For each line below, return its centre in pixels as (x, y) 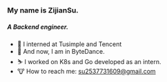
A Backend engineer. (38, 27)
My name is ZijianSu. (43, 10)
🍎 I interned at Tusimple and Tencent (69, 44)
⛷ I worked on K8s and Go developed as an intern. (89, 61)
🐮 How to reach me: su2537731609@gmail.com (87, 71)
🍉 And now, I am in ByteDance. (61, 51)
